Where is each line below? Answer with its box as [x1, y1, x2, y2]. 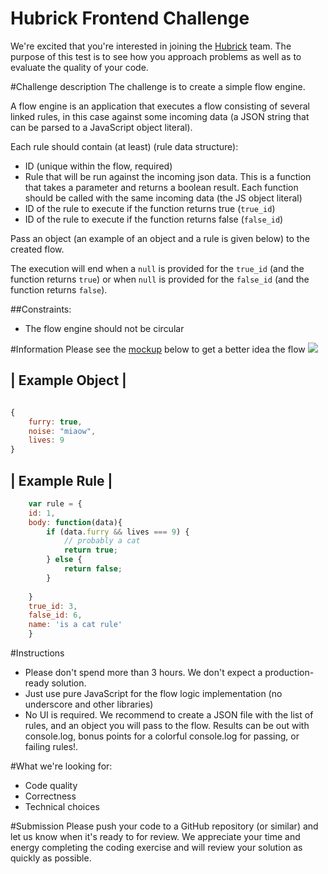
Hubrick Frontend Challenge [10, 7, 250, 30]
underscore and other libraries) [24, 698, 154, 711]
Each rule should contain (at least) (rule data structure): [10, 140, 239, 152]
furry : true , [28, 417, 83, 427]
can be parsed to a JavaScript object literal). [10, 121, 193, 133]
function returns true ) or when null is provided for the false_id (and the [10, 273, 310, 285]
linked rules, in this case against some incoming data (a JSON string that [10, 110, 310, 122]
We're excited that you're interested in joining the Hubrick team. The [10, 40, 292, 52]
